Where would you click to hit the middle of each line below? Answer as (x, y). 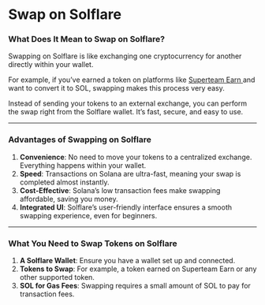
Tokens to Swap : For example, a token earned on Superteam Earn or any (138, 269)
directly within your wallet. (51, 65)
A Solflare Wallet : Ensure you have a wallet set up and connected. (127, 261)
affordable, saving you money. (69, 199)
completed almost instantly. (64, 182)
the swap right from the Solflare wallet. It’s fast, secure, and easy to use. (126, 112)
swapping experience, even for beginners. (88, 215)
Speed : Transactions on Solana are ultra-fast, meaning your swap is (130, 173)
